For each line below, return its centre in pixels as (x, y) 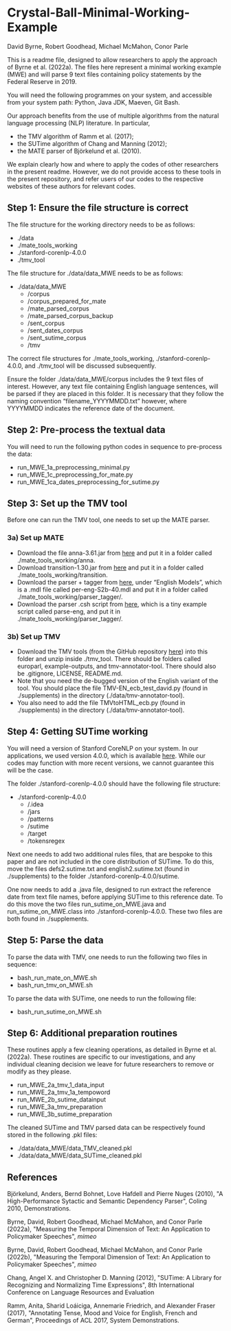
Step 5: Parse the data (56, 940)
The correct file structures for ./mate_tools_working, (81, 358)
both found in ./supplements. (48, 919)
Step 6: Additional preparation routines (92, 1033)
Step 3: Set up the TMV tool (67, 503)
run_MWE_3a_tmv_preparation (60, 1107)
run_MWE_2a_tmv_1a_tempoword (64, 1092)
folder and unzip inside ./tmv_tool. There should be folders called (109, 658)
